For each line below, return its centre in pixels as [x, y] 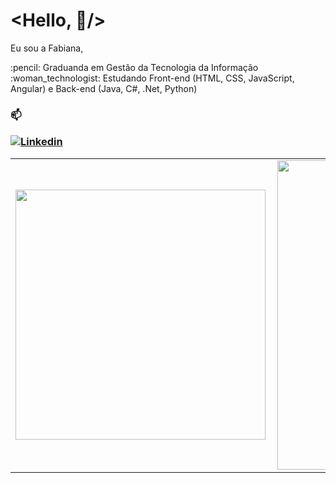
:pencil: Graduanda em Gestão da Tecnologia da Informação [134, 67]
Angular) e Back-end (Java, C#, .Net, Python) [104, 88]
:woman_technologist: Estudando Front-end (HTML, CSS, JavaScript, [152, 78]
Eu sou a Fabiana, [47, 48]
